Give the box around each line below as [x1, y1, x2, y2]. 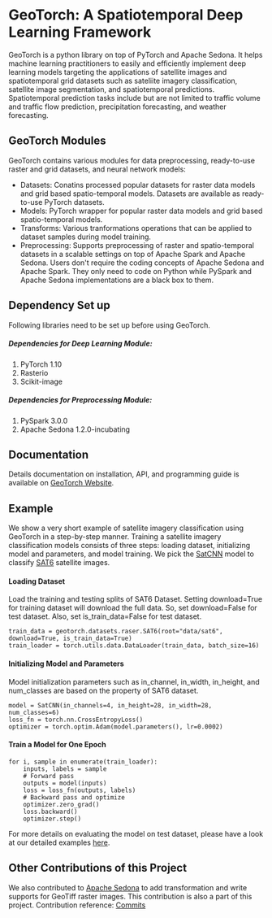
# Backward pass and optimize [23, 793, 126, 802]
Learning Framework [8, 23, 152, 41]
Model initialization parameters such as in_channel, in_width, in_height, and [8, 677, 260, 686]
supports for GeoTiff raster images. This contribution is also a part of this [8, 891, 253, 901]
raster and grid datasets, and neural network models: [8, 164, 187, 174]
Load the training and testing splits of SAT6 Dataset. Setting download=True [8, 594, 262, 604]
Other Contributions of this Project [8, 861, 188, 875]
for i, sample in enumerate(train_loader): [8, 758, 158, 766]
